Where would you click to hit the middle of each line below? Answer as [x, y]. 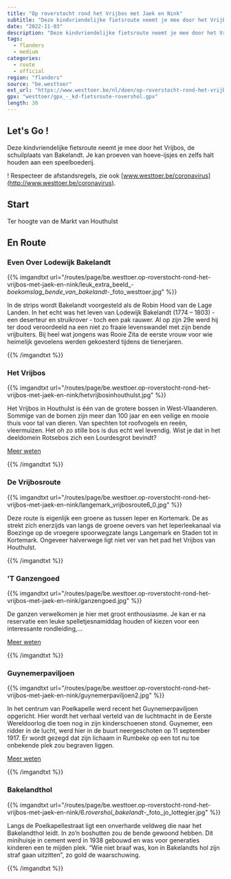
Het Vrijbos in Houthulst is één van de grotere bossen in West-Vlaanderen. [112, 409]
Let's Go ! [28, 131]
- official [29, 71]
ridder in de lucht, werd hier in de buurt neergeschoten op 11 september [109, 731]
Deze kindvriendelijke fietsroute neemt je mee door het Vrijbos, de [101, 147]
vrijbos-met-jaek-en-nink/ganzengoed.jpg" [68, 601]
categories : [24, 59]
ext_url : [20, 90]
